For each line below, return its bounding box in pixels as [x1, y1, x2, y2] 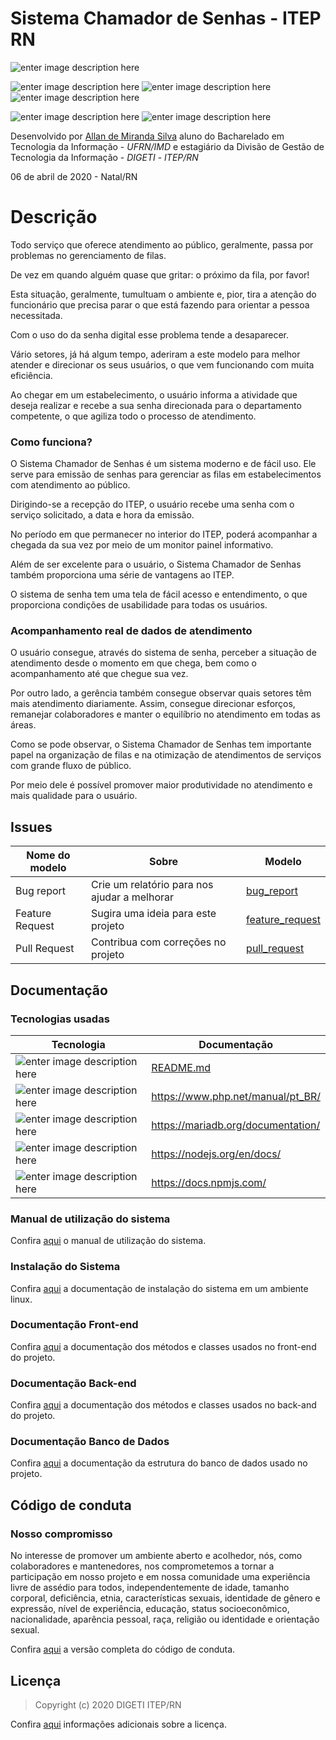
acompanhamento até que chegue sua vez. [10, 668, 189, 680]
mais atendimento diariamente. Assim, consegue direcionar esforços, [10, 698, 296, 710]
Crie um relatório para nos [91, 878, 214, 892]
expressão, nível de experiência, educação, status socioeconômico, [10, 1603, 290, 1615]
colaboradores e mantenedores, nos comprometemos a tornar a [10, 1560, 275, 1572]
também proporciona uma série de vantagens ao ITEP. [10, 569, 235, 581]
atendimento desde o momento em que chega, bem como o [10, 657, 257, 669]
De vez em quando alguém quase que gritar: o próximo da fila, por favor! [10, 268, 310, 281]
